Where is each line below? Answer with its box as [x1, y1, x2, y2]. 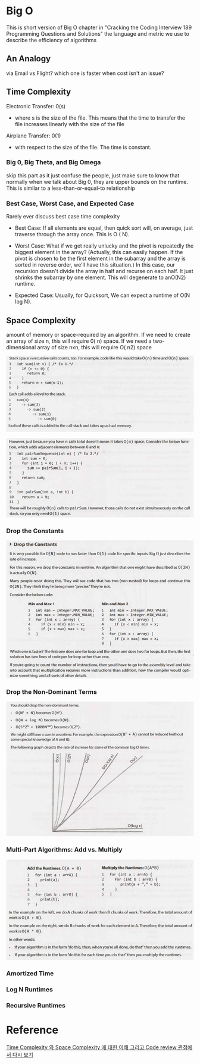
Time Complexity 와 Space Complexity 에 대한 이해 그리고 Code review [6, 1043, 177, 1051]
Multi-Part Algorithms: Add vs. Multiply [6, 846, 123, 854]
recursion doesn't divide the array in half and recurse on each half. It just [14, 268, 193, 275]
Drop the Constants [6, 527, 64, 535]
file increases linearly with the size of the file [14, 120, 125, 127]
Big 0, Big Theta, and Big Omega [6, 158, 101, 167]
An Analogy [6, 54, 51, 64]
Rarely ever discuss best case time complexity [6, 213, 120, 220]
